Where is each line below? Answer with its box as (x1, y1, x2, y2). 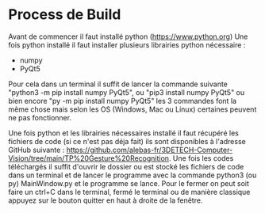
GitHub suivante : (8, 145, 65, 154)
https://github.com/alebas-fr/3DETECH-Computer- (66, 145, 233, 154)
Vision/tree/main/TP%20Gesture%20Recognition (8, 153, 169, 163)
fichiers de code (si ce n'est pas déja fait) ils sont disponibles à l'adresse (8, 136, 246, 146)
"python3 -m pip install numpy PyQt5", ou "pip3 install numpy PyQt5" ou (8, 87, 245, 97)
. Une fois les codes (168, 153, 234, 163)
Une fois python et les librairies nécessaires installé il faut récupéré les (8, 128, 240, 138)
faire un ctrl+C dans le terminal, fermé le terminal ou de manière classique (8, 187, 251, 196)
